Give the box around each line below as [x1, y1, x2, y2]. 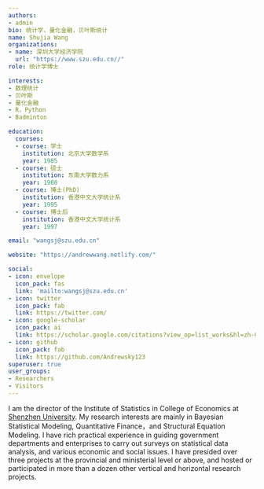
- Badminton [8, 113, 47, 122]
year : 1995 [22, 200, 58, 208]
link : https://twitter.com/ [15, 309, 108, 317]
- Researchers [8, 375, 55, 383]
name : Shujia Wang [8, 33, 68, 42]
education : [8, 127, 44, 136]
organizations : [8, 41, 58, 49]
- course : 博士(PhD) [15, 186, 80, 194]
